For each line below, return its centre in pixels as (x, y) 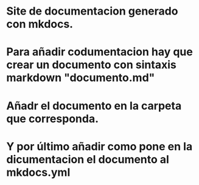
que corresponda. (53, 118)
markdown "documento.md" (81, 78)
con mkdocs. (40, 24)
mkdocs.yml (38, 172)
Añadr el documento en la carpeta (94, 106)
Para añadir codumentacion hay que (100, 52)
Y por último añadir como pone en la (100, 146)
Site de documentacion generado (92, 11)
